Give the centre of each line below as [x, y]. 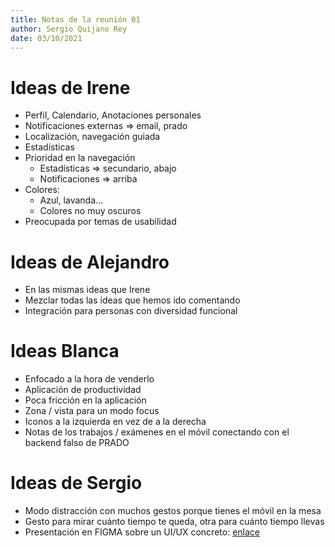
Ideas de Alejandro [90, 262]
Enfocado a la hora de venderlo [89, 379]
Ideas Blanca [65, 351]
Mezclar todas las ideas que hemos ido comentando [132, 300]
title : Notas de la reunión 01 [75, 19]
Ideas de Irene [70, 87]
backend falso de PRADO [77, 443]
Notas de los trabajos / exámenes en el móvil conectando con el [157, 432]
